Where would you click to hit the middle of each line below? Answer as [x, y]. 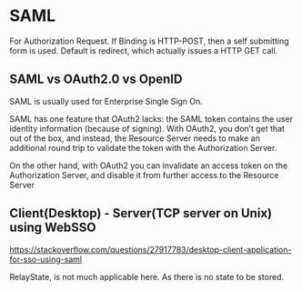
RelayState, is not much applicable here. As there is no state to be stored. [147, 276]
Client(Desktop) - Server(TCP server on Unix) [141, 213]
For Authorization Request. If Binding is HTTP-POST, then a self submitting [149, 41]
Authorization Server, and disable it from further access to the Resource [144, 175]
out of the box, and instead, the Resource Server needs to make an [135, 138]
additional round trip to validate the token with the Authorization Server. [143, 147]
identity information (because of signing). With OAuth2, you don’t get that [147, 128]
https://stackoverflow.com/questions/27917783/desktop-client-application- [151, 249]
